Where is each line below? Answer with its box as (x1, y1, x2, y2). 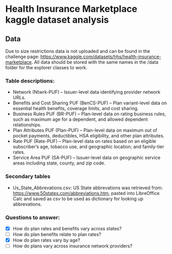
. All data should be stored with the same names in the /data (31, 59, 159, 65)
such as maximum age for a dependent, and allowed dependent (12, 116, 148, 122)
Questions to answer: (5, 214, 60, 221)
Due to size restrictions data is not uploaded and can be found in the (5, 48, 150, 54)
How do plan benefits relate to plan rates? (12, 231, 102, 237)
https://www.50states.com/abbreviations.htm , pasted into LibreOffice (12, 190, 160, 196)
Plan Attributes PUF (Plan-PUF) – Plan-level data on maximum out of (12, 127, 158, 134)
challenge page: (5, 53, 40, 60)
